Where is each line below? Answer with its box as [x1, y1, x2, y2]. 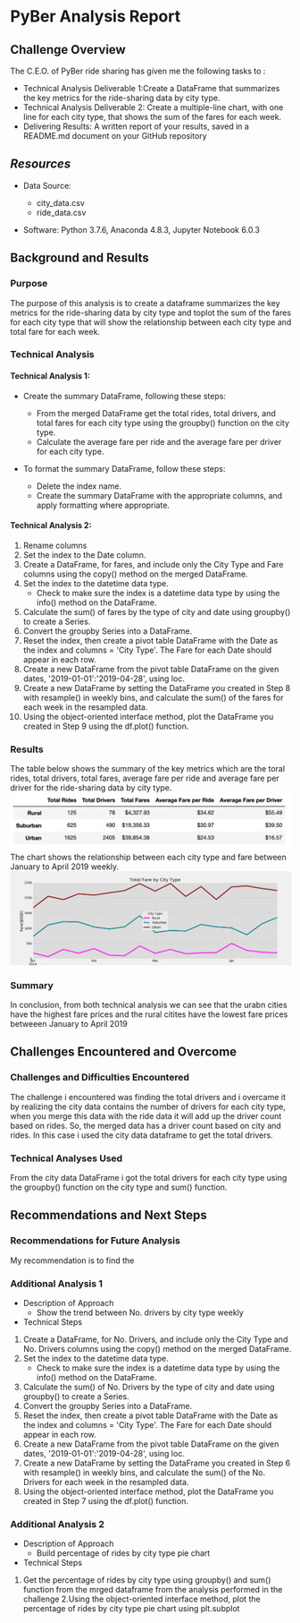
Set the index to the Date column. [22, 549, 146, 560]
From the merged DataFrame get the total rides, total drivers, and [36, 407, 276, 418]
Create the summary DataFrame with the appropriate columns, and [36, 490, 283, 500]
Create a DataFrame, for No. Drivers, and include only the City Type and [22, 1334, 288, 1345]
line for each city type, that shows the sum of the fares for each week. [22, 112, 282, 122]
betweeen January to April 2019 [10, 1019, 128, 1029]
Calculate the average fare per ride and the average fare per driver [36, 436, 282, 447]
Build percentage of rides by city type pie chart [36, 1548, 211, 1559]
